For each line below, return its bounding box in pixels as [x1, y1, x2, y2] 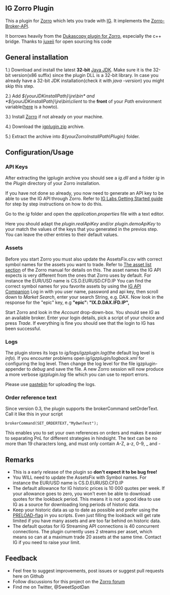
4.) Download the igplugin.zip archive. [5, 123, 85, 130]
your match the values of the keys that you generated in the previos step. [5, 226, 158, 232]
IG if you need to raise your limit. [12, 539, 81, 546]
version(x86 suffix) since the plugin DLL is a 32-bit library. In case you [12, 72, 159, 78]
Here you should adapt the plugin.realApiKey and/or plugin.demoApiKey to [5, 221, 161, 227]
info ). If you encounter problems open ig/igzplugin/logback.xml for [5, 355, 145, 361]
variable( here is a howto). [5, 104, 59, 110]
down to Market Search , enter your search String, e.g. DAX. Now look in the [5, 294, 164, 300]
